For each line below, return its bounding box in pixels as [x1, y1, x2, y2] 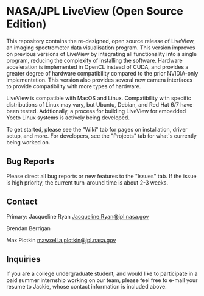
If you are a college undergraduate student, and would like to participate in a [6, 270, 198, 278]
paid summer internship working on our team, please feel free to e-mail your [6, 277, 198, 284]
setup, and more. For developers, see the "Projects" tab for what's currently [6, 132, 197, 139]
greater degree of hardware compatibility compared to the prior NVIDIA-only [6, 69, 199, 77]
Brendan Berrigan [6, 224, 51, 232]
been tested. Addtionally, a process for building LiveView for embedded [6, 107, 186, 115]
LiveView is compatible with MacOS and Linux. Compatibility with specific [6, 94, 192, 102]
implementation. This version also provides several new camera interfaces [6, 76, 193, 83]
